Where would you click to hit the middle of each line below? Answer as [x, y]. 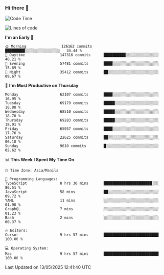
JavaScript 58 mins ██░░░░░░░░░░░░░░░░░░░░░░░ [82, 192]
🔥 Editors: [16, 231]
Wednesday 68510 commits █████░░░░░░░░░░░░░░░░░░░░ [82, 112]
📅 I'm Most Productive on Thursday [42, 86]
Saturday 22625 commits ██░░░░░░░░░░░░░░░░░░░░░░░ [82, 137]
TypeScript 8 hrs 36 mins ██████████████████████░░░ [82, 183]
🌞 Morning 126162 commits [48, 47]
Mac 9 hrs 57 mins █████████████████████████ [82, 254]
